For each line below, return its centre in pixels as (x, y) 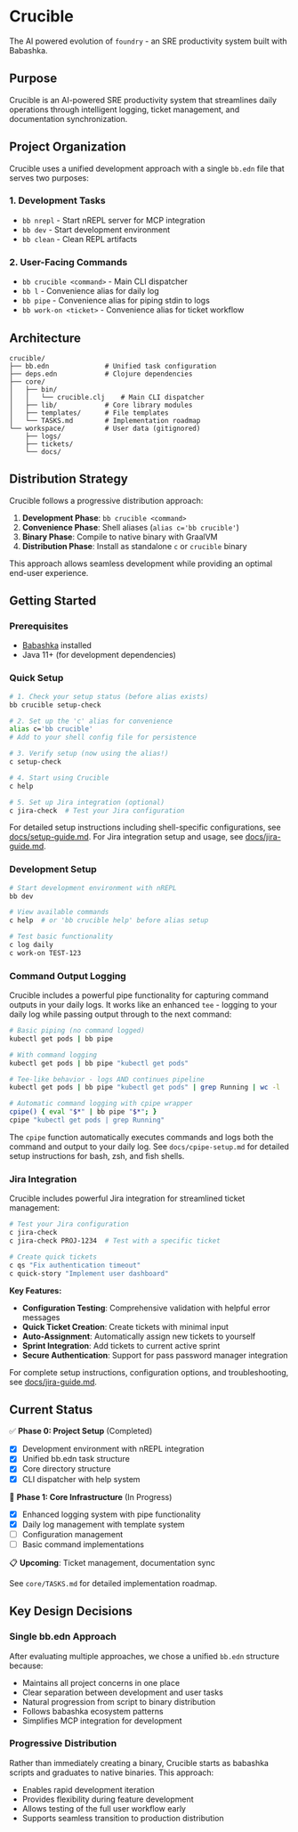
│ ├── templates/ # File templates (89, 413)
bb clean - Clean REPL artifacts (80, 239)
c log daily (31, 945)
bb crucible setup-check (55, 705)
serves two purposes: (49, 178)
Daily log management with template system (103, 1524)
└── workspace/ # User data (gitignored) (105, 428)
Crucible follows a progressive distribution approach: (106, 500)
